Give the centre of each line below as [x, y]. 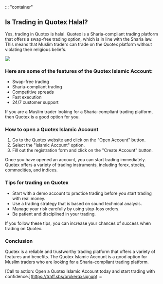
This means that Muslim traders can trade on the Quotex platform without [79, 44]
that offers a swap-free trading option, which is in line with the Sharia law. [79, 39]
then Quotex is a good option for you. [43, 117]
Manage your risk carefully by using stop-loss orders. [66, 209]
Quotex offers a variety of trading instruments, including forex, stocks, [75, 165]
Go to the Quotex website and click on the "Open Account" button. [79, 140]
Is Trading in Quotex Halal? [47, 22]
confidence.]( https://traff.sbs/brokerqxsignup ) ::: [54, 276]
